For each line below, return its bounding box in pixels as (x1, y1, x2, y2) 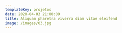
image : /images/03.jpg (5, 20, 51, 26)
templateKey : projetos (5, 7, 51, 12)
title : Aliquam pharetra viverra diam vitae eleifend (5, 16, 118, 21)
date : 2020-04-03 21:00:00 (5, 12, 60, 16)
